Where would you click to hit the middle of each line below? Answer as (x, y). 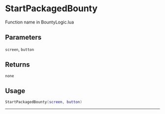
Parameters (23, 37)
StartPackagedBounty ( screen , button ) (44, 102)
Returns (18, 65)
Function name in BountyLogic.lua (40, 22)
